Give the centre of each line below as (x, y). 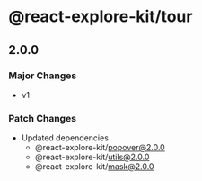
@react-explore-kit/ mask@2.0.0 (94, 167)
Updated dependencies (65, 138)
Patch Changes (43, 118)
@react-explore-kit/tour (101, 17)
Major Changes (43, 76)
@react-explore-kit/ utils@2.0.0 (92, 157)
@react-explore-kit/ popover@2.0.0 (100, 148)
